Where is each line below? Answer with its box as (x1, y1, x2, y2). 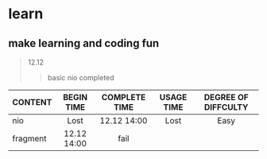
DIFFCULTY (203, 102, 249, 112)
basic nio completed (47, 73, 114, 82)
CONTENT (12, 97, 52, 107)
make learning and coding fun (8, 37, 160, 50)
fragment (12, 133, 47, 144)
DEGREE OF (203, 92, 249, 103)
